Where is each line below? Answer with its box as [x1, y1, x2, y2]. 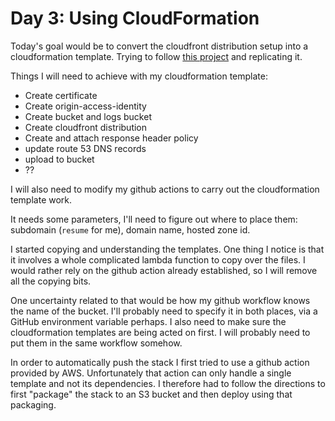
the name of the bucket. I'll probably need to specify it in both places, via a [10, 305, 318, 317]
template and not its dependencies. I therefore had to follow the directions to [10, 377, 326, 389]
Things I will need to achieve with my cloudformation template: [10, 70, 268, 82]
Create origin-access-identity [24, 100, 147, 112]
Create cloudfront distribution [24, 121, 148, 133]
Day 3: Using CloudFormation [10, 7, 260, 30]
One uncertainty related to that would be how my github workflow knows [10, 294, 311, 306]
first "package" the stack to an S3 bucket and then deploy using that [10, 388, 293, 400]
